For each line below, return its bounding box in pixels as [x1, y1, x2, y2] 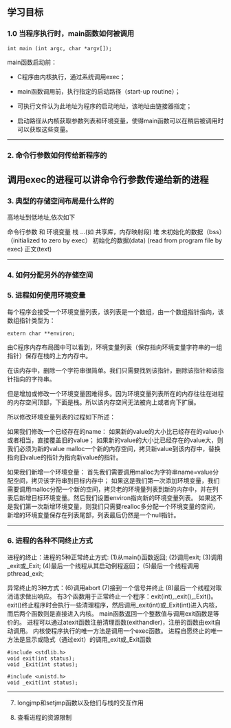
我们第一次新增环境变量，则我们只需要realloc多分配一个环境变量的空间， [12, 502, 219, 510]
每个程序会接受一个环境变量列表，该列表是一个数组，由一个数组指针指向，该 [7, 307, 224, 315]
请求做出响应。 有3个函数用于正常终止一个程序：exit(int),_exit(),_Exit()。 [12, 592, 217, 601]
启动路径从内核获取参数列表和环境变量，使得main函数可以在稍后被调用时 [16, 116, 224, 125]
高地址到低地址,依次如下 [7, 213, 76, 222]
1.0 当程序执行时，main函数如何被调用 [7, 29, 135, 39]
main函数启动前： [7, 58, 57, 66]
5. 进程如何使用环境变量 [7, 291, 86, 300]
